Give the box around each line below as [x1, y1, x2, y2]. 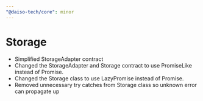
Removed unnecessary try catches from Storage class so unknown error [14, 81, 198, 88]
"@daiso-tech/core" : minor [5, 9, 74, 15]
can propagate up [14, 88, 60, 95]
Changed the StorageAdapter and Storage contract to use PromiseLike [14, 61, 193, 69]
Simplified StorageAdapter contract [14, 55, 104, 63]
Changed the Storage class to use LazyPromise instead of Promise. [14, 74, 184, 82]
